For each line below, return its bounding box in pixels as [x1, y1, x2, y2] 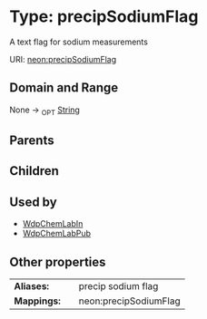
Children [9, 163, 59, 179]
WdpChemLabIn [22, 218, 84, 229]
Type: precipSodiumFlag [9, 6, 199, 27]
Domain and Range [9, 80, 119, 96]
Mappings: [14, 295, 62, 307]
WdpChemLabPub [22, 228, 92, 239]
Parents [9, 132, 54, 148]
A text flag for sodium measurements [9, 36, 148, 47]
